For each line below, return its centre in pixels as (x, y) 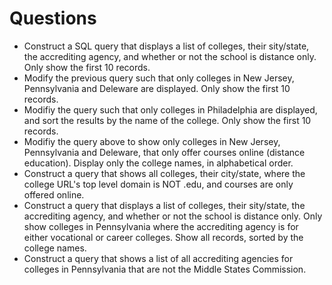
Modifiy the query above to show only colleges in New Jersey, (152, 141)
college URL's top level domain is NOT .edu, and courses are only (158, 184)
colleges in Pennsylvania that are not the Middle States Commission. (165, 269)
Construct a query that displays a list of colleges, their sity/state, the (164, 205)
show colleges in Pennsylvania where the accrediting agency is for (161, 226)
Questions (53, 18)
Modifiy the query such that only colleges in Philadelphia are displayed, (170, 109)
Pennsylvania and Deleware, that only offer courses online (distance (164, 152)
